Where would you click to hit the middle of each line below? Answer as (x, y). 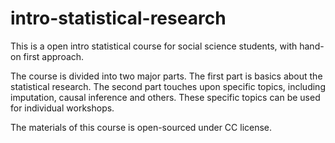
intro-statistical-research (118, 18)
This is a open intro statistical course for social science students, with (154, 46)
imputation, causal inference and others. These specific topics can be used (165, 97)
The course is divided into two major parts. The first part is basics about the (166, 76)
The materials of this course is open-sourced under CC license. (141, 127)
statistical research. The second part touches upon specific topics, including (168, 86)
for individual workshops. (62, 108)
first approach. (54, 56)
